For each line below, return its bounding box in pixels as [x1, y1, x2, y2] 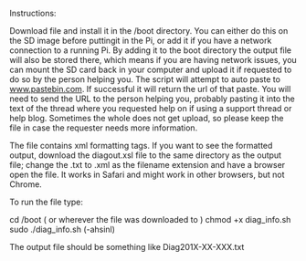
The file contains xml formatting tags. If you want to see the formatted [9, 141, 273, 151]
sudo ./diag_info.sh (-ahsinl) [9, 224, 116, 235]
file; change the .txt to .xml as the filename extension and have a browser [9, 160, 286, 170]
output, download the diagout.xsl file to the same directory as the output [9, 150, 281, 161]
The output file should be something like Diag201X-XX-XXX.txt [9, 242, 245, 252]
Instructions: [9, 8, 57, 18]
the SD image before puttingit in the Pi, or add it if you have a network [9, 36, 272, 46]
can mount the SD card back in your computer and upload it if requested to [9, 64, 292, 75]
